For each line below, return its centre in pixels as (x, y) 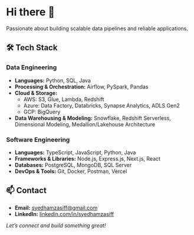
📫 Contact (27, 190)
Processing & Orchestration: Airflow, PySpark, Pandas (81, 87)
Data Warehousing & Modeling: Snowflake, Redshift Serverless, (93, 118)
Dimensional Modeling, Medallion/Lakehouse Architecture (85, 124)
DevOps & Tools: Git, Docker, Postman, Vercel (71, 171)
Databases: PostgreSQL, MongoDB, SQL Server (73, 165)
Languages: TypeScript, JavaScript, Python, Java (75, 152)
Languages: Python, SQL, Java (53, 80)
